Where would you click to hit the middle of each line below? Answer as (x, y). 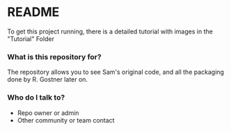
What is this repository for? (55, 56)
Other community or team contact (66, 120)
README (33, 12)
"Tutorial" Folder (31, 38)
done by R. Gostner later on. (48, 79)
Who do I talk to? (36, 98)
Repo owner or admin (48, 113)
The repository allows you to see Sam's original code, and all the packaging (116, 72)
